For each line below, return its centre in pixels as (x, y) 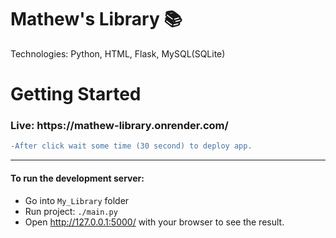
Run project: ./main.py (71, 211)
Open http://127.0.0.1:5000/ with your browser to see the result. (154, 222)
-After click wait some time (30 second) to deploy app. (131, 146)
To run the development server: (77, 178)
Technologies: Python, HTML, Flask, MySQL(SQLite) (118, 53)
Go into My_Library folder (77, 200)
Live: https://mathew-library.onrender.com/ (119, 126)
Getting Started (76, 94)
